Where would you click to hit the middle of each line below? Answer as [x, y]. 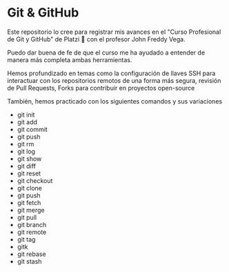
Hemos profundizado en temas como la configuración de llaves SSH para [111, 73]
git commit [32, 129]
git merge [31, 210]
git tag [26, 239]
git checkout [35, 180]
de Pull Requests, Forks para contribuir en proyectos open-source [101, 88]
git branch [32, 224]
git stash [29, 261]
